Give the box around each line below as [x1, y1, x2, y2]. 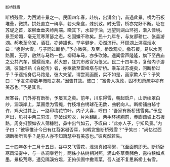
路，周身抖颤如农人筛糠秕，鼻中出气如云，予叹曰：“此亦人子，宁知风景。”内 [5, 120, 162, 126]
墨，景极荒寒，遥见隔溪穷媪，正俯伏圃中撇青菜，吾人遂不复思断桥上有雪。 [5, 156, 160, 162]
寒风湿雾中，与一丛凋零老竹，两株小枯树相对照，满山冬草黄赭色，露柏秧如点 [5, 150, 165, 156]
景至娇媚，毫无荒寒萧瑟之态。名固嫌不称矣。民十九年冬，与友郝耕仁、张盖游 [5, 34, 165, 39]
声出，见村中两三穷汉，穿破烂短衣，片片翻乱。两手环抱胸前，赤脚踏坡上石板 [5, 114, 165, 120]
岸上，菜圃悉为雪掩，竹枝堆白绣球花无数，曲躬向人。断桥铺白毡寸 [22, 101, 160, 107]
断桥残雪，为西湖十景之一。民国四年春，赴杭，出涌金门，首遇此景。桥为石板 [5, 14, 165, 20]
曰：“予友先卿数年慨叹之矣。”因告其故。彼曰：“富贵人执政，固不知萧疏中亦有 [5, 78, 164, 84]
